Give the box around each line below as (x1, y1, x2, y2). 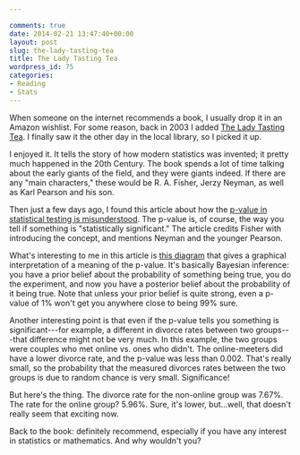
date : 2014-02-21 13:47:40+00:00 (9, 29, 134, 39)
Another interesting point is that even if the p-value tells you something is (9, 314, 279, 325)
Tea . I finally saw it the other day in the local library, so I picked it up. (9, 131, 262, 142)
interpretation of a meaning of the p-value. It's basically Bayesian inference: (9, 259, 289, 270)
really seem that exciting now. (9, 408, 119, 419)
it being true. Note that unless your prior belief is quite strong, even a (9, 288, 264, 298)
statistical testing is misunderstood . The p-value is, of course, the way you (9, 213, 285, 224)
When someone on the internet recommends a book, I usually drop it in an (9, 112, 283, 123)
